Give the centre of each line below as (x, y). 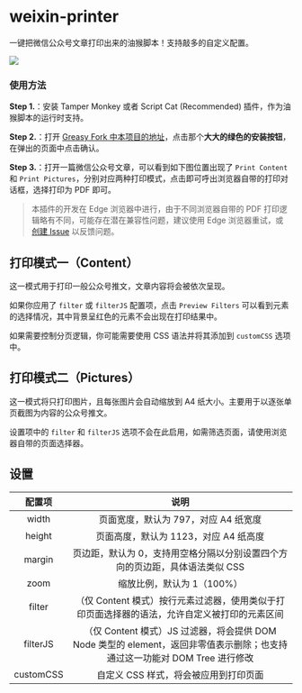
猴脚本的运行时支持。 (49, 118)
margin (39, 559)
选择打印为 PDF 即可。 (75, 190)
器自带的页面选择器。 (49, 442)
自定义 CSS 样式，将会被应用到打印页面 (180, 675)
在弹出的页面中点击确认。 (57, 148)
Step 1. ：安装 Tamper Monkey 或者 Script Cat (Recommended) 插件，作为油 (150, 106)
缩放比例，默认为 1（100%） (180, 583)
